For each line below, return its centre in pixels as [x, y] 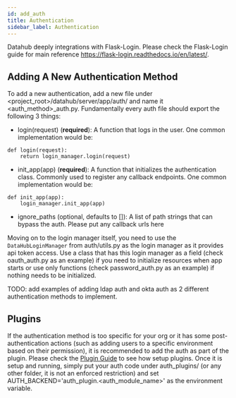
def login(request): [38, 150]
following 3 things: [34, 116]
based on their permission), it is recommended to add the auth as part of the [118, 351]
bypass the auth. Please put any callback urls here [91, 224]
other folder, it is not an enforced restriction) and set [83, 373]
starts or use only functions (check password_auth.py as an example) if [111, 268]
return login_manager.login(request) [75, 157]
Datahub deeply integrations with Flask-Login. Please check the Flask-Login [118, 47]
